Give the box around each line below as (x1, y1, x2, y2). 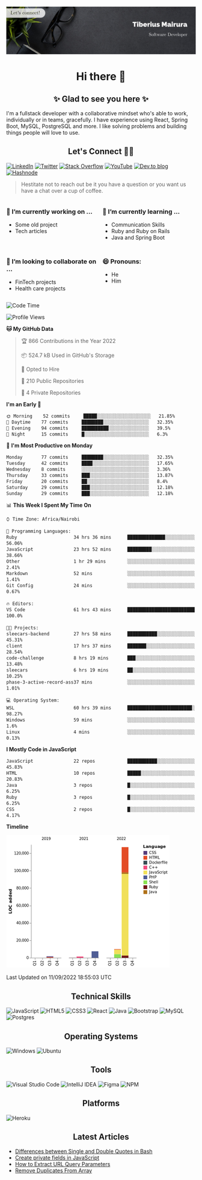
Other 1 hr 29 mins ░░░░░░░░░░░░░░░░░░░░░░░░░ (6, 559, 195, 565)
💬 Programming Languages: (6, 528, 71, 534)
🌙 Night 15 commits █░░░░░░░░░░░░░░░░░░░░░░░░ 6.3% (6, 431, 168, 438)
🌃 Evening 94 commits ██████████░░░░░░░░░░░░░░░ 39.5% (6, 425, 171, 432)
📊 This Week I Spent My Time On (6, 502, 91, 509)
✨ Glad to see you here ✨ (53, 94, 149, 104)
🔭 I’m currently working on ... (6, 207, 93, 216)
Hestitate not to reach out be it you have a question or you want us (20, 181, 186, 188)
